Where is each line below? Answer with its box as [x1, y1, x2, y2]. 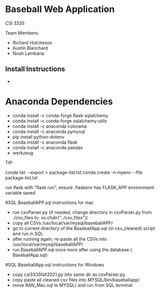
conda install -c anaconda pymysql [12, 128, 85, 134]
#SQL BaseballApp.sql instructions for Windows [5, 261, 104, 267]
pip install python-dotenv [12, 134, 65, 140]
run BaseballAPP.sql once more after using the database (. [12, 246, 133, 252]
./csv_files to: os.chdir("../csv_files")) [12, 215, 88, 221]
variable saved [5, 189, 36, 196]
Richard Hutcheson [12, 39, 53, 46]
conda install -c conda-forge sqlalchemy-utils [12, 118, 107, 124]
